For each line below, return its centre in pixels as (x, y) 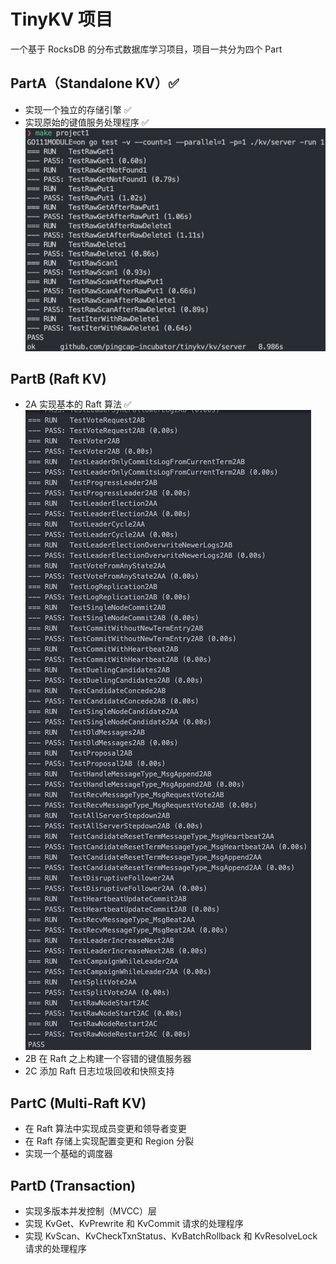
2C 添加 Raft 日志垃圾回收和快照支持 (99, 1071)
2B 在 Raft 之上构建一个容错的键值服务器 (108, 1059)
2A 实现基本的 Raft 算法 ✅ (78, 404)
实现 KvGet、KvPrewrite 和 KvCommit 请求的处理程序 (134, 1224)
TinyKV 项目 (61, 19)
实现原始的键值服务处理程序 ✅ (87, 122)
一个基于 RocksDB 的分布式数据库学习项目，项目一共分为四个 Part (146, 49)
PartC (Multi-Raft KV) (78, 1103)
